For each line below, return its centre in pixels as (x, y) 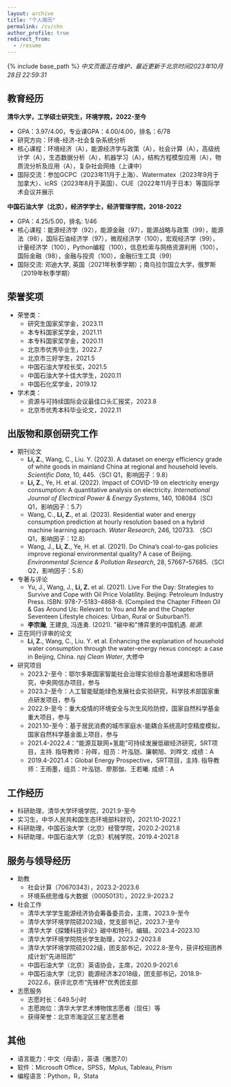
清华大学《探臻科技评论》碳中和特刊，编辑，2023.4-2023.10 (113, 931)
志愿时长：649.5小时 (57, 1000)
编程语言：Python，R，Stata (58, 1076)
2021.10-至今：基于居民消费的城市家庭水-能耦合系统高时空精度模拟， (125, 726)
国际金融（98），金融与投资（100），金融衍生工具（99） (96, 256)
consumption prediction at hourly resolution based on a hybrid (116, 522)
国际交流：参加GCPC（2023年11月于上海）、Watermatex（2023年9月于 (118, 174)
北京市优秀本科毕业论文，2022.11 (74, 410)
